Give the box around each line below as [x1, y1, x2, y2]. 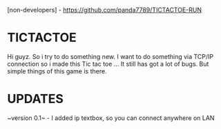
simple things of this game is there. [7, 67, 107, 75]
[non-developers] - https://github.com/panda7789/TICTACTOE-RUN [7, 6, 202, 14]
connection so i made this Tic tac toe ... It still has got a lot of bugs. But [7, 60, 209, 68]
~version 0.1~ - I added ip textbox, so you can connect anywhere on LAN [7, 113, 215, 122]
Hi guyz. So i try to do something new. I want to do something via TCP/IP [7, 52, 214, 60]
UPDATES [7, 91, 64, 107]
